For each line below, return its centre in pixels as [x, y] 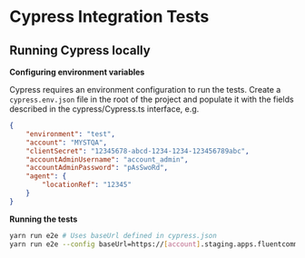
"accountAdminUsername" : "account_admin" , [107, 159]
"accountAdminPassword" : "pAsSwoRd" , [97, 168]
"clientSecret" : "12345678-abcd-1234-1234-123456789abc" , [138, 151]
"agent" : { [46, 176]
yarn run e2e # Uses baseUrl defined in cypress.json [113, 235]
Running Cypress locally [80, 50]
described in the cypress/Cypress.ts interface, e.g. [104, 109]
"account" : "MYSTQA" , [66, 143]
